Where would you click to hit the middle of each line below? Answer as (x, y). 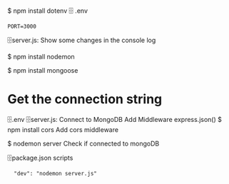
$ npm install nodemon (41, 57)
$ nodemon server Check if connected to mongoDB (83, 143)
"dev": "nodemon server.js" (56, 173)
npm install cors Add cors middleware (63, 129)
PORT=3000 (22, 26)
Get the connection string (85, 99)
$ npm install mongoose (43, 70)
